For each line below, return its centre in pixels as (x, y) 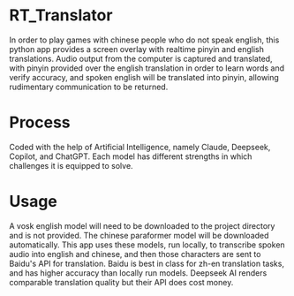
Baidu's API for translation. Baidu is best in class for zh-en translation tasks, (147, 263)
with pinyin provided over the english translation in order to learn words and (147, 68)
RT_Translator (61, 15)
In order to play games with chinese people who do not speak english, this (144, 40)
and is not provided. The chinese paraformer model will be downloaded (139, 235)
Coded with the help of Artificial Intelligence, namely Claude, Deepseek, (140, 147)
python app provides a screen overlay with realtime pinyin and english (137, 49)
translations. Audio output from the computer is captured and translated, (141, 58)
